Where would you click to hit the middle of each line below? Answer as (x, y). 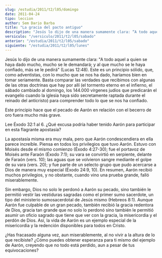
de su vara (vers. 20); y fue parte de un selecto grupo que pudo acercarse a (81, 165)
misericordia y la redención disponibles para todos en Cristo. (66, 225)
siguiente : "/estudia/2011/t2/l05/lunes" (47, 46)
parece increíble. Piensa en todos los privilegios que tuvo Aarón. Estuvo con (81, 144)
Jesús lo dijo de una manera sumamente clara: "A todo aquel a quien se (76, 59)
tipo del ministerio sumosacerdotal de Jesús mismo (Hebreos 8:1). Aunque (79, 199)
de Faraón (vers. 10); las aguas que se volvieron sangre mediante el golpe (78, 159)
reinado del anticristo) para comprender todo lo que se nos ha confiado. (77, 100)
